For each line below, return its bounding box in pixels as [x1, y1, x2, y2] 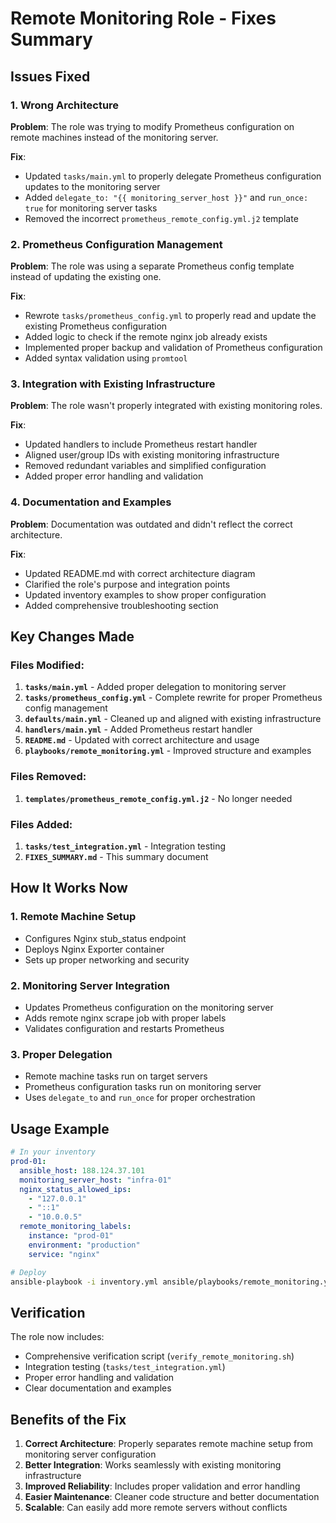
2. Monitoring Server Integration [10, 978, 170, 992]
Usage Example [10, 1120, 110, 1137]
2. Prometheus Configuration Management [10, 237, 223, 251]
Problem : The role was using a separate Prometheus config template [10, 260, 295, 272]
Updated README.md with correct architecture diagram [24, 567, 256, 579]
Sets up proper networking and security [24, 953, 190, 966]
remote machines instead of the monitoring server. [10, 131, 219, 143]
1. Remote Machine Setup [10, 910, 137, 924]
